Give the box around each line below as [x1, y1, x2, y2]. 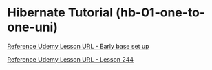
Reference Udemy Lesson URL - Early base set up [7, 42, 149, 50]
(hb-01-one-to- [116, 5, 206, 21]
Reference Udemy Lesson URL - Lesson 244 [7, 55, 134, 63]
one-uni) [7, 19, 59, 35]
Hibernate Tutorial [7, 5, 114, 21]
